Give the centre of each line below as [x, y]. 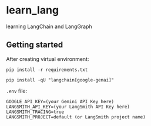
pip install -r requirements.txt [47, 70]
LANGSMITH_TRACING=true [35, 112]
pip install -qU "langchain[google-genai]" [60, 80]
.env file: [17, 91]
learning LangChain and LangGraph [49, 26]
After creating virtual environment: [48, 59]
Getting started [35, 45]
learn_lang [33, 10]
